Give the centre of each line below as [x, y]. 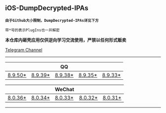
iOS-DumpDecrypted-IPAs [47, 8]
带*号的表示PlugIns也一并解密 [33, 30]
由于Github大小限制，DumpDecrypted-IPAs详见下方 [52, 20]
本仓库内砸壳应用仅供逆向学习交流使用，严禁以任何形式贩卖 [66, 40]
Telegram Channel [24, 50]
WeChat [64, 89]
